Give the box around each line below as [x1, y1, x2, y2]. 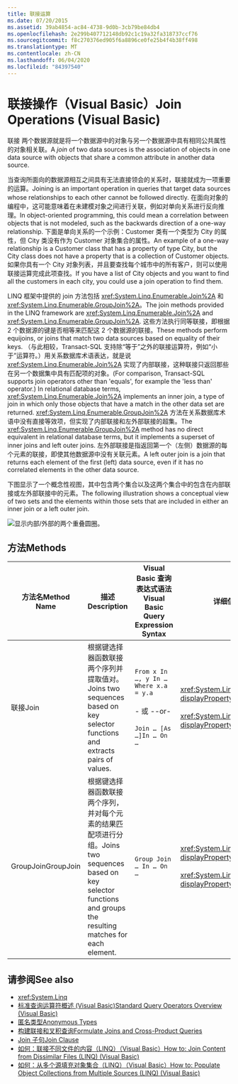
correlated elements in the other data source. [7, 465, 140, 473]
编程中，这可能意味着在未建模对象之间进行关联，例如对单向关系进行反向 [7, 202, 218, 210]
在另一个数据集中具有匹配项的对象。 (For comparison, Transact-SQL [7, 369, 205, 377]
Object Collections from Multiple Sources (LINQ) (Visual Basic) [17, 1069, 200, 1078]
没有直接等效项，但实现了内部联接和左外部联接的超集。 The [19, 417, 193, 425]
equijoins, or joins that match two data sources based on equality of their [7, 333, 221, 342]
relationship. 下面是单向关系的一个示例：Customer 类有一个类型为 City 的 [7, 227, 221, 235]
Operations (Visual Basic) [7, 112, 161, 128]
